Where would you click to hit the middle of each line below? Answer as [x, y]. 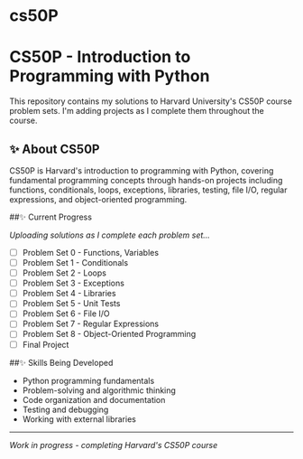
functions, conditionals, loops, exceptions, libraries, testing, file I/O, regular [148, 190]
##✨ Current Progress [51, 217]
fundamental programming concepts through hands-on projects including [146, 180]
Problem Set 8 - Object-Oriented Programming [109, 334]
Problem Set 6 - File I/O [66, 314]
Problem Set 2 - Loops [64, 273]
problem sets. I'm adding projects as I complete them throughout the [137, 111]
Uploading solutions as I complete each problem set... [110, 235]
